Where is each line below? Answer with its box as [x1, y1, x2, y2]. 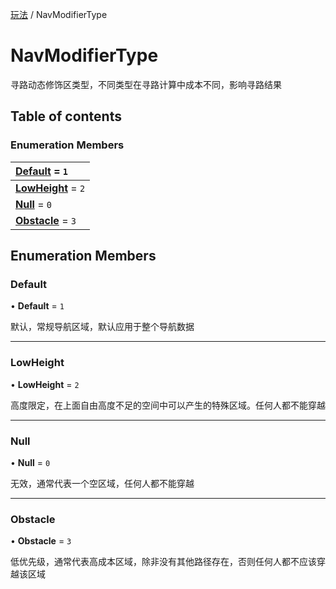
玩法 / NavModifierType [10, 9, 108, 20]
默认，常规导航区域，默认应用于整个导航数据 [10, 321, 195, 333]
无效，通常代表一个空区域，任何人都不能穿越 [10, 477, 195, 489]
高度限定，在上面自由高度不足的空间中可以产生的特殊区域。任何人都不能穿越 [10, 399, 326, 411]
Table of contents [10, 108, 122, 125]
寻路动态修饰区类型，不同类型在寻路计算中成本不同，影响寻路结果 [10, 78, 282, 90]
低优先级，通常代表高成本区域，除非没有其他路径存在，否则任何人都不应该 [10, 556, 317, 568]
